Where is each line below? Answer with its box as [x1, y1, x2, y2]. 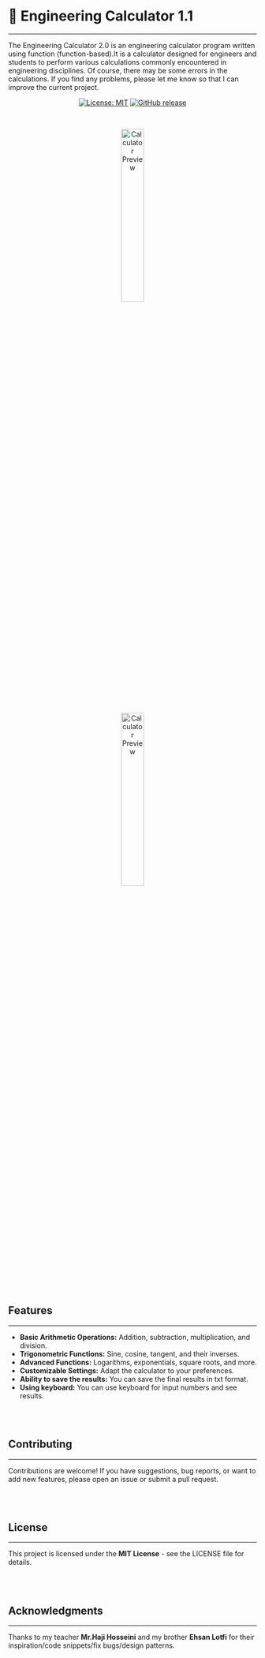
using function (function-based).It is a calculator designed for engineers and [8, 49, 257, 58]
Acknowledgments [8, 1604, 104, 1617]
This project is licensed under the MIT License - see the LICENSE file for [8, 1549, 244, 1559]
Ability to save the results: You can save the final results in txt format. [19, 1374, 248, 1383]
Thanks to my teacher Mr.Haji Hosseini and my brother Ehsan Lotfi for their [8, 1633, 255, 1642]
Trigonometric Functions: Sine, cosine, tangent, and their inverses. [19, 1349, 240, 1358]
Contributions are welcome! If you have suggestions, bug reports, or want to [8, 1465, 256, 1475]
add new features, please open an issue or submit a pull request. [8, 1474, 219, 1484]
